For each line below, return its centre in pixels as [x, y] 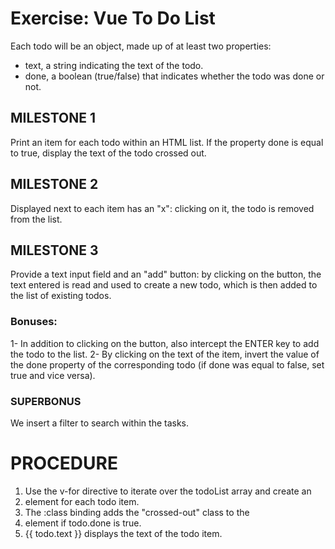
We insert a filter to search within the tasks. [100, 423]
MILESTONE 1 [53, 118]
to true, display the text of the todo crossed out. [108, 153]
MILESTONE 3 [54, 250]
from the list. [36, 219]
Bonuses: [34, 322]
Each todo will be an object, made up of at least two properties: [141, 46]
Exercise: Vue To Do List [113, 18]
